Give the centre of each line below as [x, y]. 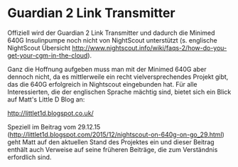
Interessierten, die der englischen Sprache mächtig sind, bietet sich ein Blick [119, 92]
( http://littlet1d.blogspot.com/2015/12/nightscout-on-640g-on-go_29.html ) [116, 134]
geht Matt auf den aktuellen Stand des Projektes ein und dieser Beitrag [111, 142]
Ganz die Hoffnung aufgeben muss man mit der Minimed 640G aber [107, 69]
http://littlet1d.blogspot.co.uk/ [50, 113]
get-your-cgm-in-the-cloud [48, 55]
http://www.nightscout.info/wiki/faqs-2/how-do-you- [150, 48]
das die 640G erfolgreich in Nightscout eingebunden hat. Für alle [102, 84]
